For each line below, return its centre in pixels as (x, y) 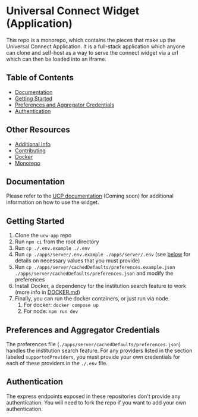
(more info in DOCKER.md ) (47, 292)
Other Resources (38, 130)
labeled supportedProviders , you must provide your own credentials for (93, 357)
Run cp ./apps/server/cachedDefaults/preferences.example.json (95, 267)
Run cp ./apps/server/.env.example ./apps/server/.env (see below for (103, 255)
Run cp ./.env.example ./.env (52, 248)
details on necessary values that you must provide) (77, 261)
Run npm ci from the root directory (57, 242)
